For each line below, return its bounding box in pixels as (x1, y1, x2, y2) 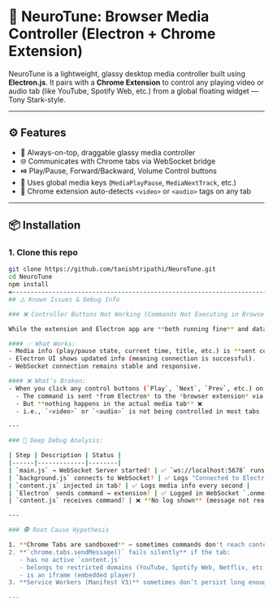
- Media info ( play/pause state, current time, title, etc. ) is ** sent (8, 347, 256, 355)
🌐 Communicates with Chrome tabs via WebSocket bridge (19, 156, 216, 166)
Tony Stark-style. (8, 94, 67, 104)
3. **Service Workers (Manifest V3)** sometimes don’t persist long (8, 578, 245, 586)
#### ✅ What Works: (8, 339, 76, 348)
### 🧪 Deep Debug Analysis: (8, 437, 104, 445)
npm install (8, 281, 49, 289)
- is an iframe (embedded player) (19, 571, 136, 579)
